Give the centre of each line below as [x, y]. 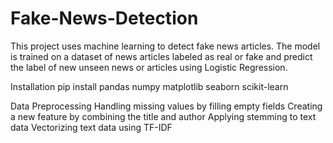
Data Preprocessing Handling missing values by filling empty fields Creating [166, 106]
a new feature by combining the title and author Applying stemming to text [163, 116]
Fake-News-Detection [104, 18]
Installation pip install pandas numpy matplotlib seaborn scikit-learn [149, 86]
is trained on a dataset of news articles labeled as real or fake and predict [161, 56]
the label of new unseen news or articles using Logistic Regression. [149, 67]
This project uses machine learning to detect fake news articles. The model [165, 46]
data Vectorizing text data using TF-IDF [91, 127]
